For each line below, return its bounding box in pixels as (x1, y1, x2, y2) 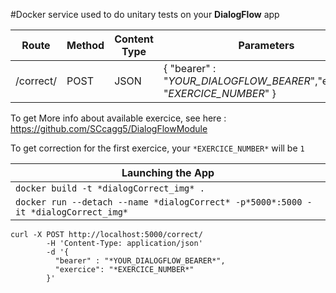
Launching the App (121, 166, 215, 179)
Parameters (238, 39, 295, 52)
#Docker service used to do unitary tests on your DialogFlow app (10, 9, 280, 20)
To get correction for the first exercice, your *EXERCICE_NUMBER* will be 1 (10, 142, 305, 154)
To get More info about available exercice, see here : (10, 112, 227, 124)
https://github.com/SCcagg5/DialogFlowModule (10, 123, 208, 134)
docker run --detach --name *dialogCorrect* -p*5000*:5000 (15, 197, 303, 208)
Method (66, 39, 105, 52)
